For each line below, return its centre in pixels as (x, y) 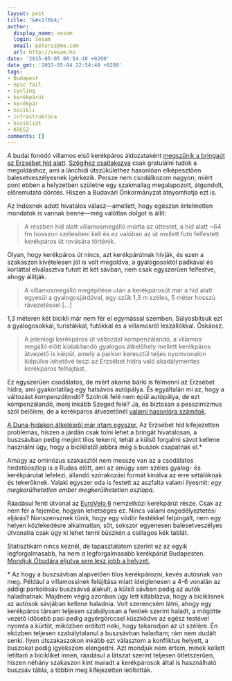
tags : (15, 71)
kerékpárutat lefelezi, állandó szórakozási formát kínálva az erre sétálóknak (115, 475)
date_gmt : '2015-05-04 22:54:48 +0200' (65, 65)
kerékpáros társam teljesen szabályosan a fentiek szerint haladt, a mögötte (114, 611)
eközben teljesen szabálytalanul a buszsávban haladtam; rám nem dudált (112, 633)
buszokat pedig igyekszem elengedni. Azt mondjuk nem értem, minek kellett (116, 648)
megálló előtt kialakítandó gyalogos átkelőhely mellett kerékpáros (117, 346)
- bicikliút (24, 123)
